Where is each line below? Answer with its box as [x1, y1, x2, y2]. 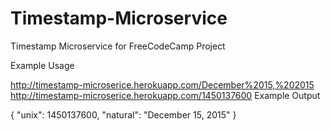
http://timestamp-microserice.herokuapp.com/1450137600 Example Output [10, 89, 321, 101]
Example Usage [10, 59, 75, 71]
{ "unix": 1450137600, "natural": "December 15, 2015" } [10, 108, 237, 121]
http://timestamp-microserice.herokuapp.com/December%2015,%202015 [10, 78, 315, 91]
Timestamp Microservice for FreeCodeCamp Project [10, 40, 226, 52]
